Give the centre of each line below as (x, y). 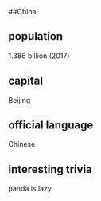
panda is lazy (30, 189)
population (36, 36)
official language (51, 126)
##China (22, 12)
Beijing (19, 100)
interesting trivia (50, 169)
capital (26, 81)
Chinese (22, 144)
